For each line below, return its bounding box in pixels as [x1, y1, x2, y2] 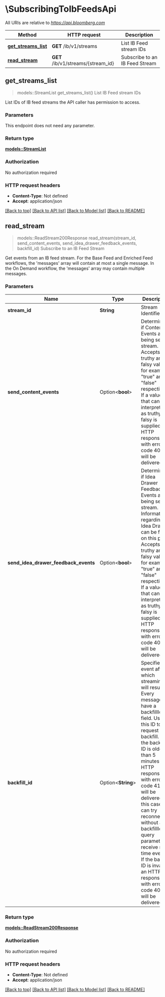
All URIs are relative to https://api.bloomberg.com [5, 20, 105, 26]
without [140, 819, 159, 826]
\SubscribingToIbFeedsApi [5, 3, 116, 15]
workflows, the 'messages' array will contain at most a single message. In [5, 260, 154, 266]
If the [140, 856, 153, 863]
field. [140, 715, 153, 722]
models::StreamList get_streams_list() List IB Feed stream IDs [17, 89, 141, 95]
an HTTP [140, 868, 161, 875]
